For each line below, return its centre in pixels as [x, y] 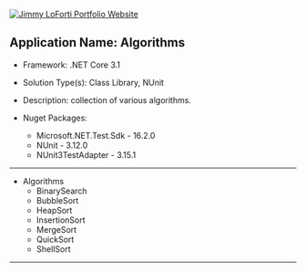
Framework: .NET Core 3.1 [71, 65]
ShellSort [53, 249]
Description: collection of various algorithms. [107, 99]
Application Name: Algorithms [97, 42]
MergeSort [56, 229]
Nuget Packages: [55, 118]
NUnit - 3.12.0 [62, 145]
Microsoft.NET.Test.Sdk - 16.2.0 [96, 135]
